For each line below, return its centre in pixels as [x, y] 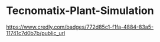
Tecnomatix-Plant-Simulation [80, 11]
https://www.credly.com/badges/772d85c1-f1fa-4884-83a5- [80, 27]
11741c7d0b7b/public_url [36, 33]
